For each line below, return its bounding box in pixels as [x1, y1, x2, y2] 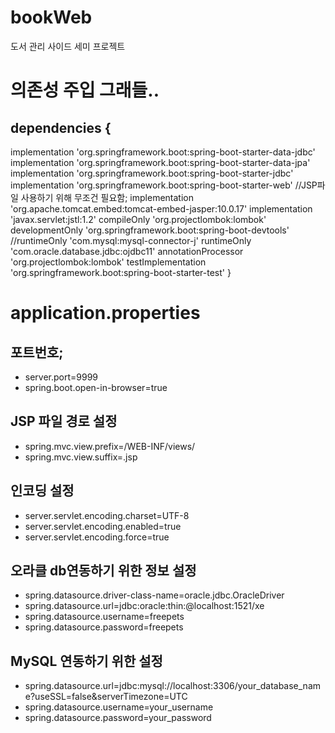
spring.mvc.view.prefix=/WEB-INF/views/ [24, 440, 196, 452]
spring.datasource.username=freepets [24, 611, 185, 623]
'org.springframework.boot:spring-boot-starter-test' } [10, 266, 232, 278]
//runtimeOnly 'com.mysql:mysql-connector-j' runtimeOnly [10, 234, 252, 246]
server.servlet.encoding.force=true [24, 531, 170, 543]
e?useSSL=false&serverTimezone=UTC [24, 691, 188, 703]
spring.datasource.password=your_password [24, 712, 212, 724]
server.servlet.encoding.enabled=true [24, 520, 182, 532]
